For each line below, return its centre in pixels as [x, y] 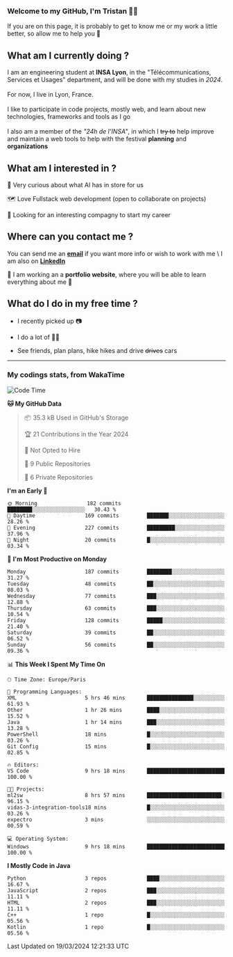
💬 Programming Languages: [44, 692]
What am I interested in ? [62, 168]
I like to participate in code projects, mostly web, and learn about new [107, 109]
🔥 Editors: [23, 765]
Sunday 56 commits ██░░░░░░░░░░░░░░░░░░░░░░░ [116, 644]
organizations [28, 146]
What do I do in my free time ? [73, 304]
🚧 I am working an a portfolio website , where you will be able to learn [107, 274]
